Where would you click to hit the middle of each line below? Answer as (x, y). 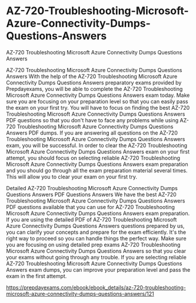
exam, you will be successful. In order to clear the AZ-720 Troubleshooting (97, 145)
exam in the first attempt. (36, 276)
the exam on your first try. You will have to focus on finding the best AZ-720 (98, 107)
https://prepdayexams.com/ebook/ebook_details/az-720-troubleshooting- (96, 287)
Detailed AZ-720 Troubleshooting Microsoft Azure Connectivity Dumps (92, 188)
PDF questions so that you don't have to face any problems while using (92, 120)
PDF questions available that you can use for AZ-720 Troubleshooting (91, 207)
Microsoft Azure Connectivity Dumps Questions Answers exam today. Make (98, 95)
